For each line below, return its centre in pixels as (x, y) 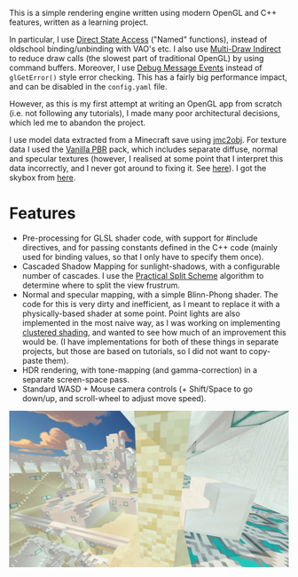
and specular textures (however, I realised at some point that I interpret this (146, 158)
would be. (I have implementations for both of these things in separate (150, 342)
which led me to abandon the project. (78, 123)
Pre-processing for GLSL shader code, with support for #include (140, 238)
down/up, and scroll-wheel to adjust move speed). (114, 398)
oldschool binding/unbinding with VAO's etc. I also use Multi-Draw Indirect (145, 49)
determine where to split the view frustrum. (101, 285)
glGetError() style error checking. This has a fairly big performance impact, (149, 77)
